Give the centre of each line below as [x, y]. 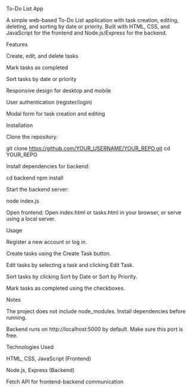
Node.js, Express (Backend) [40, 370]
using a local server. [31, 219]
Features [17, 44]
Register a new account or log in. [47, 242]
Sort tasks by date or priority [41, 79]
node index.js [23, 201]
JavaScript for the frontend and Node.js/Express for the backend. [86, 33]
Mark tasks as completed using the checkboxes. [66, 288]
